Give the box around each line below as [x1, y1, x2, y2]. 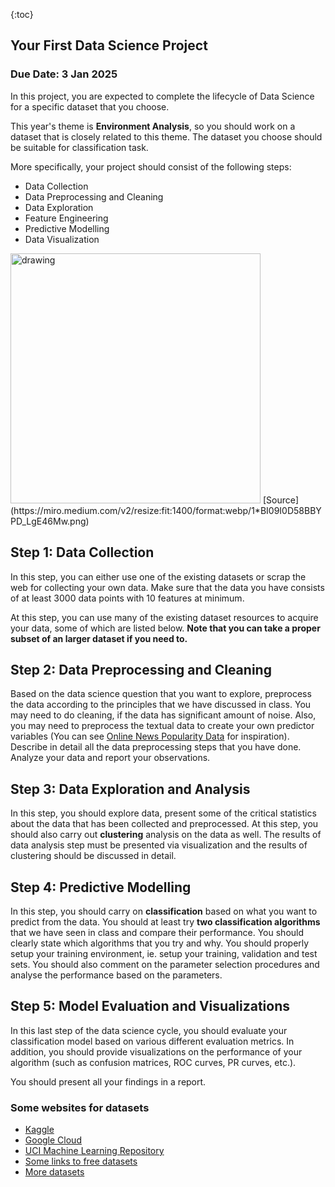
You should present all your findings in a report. [10, 1075, 207, 1088]
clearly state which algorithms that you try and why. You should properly [10, 937, 310, 949]
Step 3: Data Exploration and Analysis [10, 780, 251, 798]
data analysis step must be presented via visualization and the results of [10, 839, 308, 851]
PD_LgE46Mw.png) [10, 515, 90, 527]
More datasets [24, 1166, 85, 1178]
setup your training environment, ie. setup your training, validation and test [10, 947, 318, 959]
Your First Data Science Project [10, 37, 208, 54]
